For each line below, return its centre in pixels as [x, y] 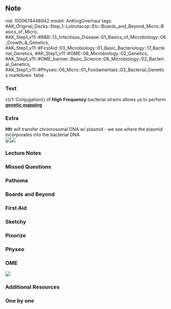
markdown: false [27, 75]
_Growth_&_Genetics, [27, 42]
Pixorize [16, 235]
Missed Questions [28, 167]
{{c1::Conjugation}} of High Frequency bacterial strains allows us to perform [86, 100]
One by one [20, 300]
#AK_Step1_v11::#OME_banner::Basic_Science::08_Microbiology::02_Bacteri [85, 59]
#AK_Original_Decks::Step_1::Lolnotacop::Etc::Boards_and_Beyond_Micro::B [85, 26]
